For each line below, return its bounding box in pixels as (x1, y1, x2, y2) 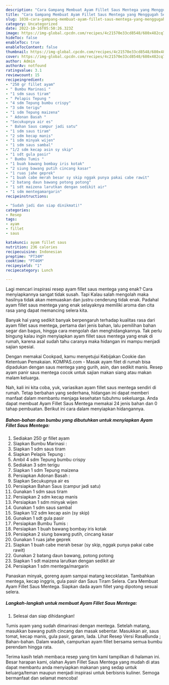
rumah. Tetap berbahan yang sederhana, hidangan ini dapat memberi (6, 390, 149, 396)
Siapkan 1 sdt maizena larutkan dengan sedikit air (13, 558, 115, 564)
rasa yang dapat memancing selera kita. (6, 307, 89, 313)
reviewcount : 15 (6, 73, 40, 78)
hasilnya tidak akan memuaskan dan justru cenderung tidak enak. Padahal (6, 296, 159, 302)
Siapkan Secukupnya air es (13, 477, 69, 484)
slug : (6, 17, 17, 22)
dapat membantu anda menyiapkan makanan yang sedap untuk (6, 664, 137, 670)
